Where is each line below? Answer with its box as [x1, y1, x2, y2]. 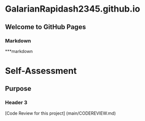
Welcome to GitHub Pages [5, 23, 86, 31]
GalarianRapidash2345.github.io [5, 3, 140, 15]
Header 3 [5, 99, 28, 106]
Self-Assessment [5, 66, 77, 76]
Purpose [5, 85, 32, 93]
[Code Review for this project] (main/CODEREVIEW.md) [5, 110, 116, 116]
